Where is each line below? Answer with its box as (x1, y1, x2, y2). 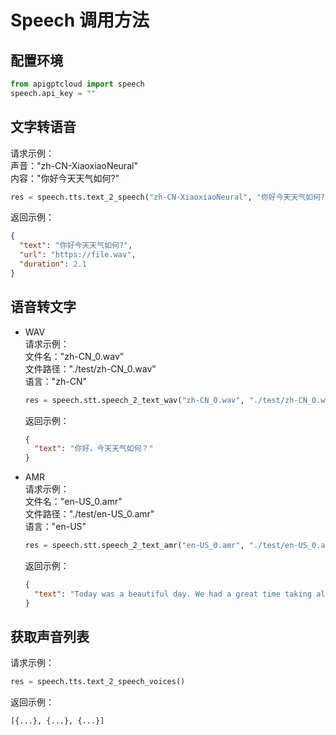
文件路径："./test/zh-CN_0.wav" (24, 362, 157, 375)
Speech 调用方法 (10, 9, 150, 32)
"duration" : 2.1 (19, 259, 87, 270)
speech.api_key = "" (10, 88, 97, 98)
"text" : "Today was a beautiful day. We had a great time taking (34, 589, 312, 599)
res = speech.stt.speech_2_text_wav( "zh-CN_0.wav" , (24, 395, 245, 405)
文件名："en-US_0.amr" (24, 496, 123, 508)
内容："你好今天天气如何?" (10, 172, 120, 184)
